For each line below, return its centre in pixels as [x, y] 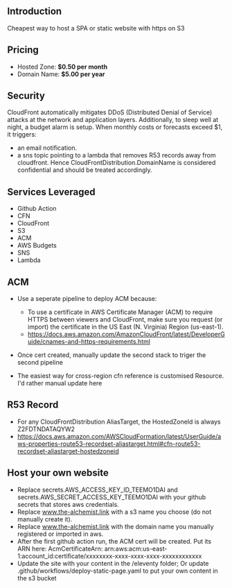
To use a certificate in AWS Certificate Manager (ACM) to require [120, 312]
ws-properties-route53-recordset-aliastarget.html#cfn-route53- [109, 444]
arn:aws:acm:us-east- [136, 548]
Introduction [35, 11]
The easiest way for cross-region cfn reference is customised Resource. [121, 376]
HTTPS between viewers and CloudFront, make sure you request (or [125, 320]
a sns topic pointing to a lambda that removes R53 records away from [116, 155]
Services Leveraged [51, 192]
